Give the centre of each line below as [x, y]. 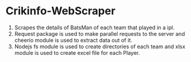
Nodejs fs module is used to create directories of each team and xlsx [100, 46]
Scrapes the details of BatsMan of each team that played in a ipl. [94, 27]
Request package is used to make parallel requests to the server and [99, 33]
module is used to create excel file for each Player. [77, 52]
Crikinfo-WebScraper [61, 11]
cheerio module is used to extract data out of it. [73, 40]
